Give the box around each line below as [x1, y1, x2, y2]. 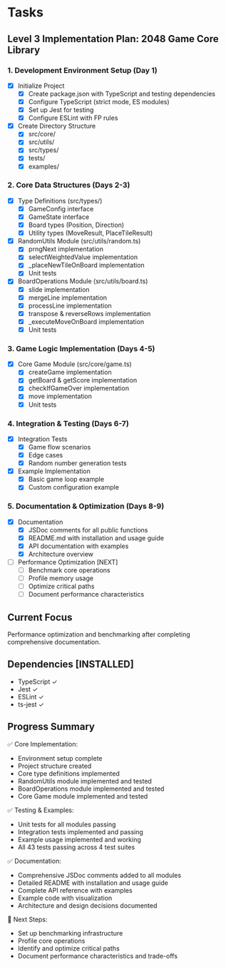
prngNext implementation [28, 245, 103, 253]
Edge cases [28, 451, 63, 460]
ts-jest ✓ [17, 700, 44, 709]
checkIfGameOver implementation [28, 384, 130, 393]
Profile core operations [17, 936, 86, 945]
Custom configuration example [28, 483, 120, 492]
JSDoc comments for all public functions [28, 525, 148, 534]
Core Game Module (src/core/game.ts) [17, 360, 132, 368]
